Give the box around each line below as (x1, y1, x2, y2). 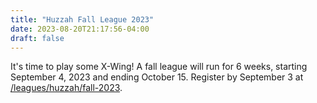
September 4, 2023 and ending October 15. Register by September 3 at (10, 71, 304, 83)
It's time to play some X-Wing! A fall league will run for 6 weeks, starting (10, 61, 308, 73)
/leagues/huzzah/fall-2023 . (10, 82, 123, 94)
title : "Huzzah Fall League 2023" (10, 14, 155, 25)
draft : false (10, 33, 65, 43)
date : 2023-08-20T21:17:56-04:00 (10, 24, 150, 34)
